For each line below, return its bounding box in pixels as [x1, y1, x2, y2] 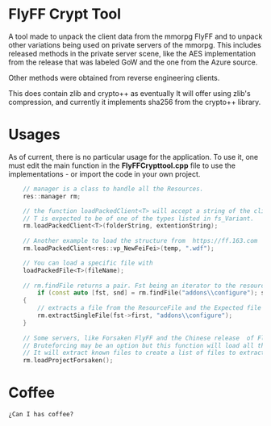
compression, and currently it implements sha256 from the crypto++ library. [8, 97, 261, 106]
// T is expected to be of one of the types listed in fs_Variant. [23, 215, 254, 223]
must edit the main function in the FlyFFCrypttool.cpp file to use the [8, 161, 236, 170]
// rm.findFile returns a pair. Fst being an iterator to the [23, 282, 236, 290]
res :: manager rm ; [23, 192, 81, 200]
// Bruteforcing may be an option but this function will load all [23, 341, 254, 349]
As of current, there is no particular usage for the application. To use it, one [8, 152, 259, 161]
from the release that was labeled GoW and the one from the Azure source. [8, 57, 258, 67]
